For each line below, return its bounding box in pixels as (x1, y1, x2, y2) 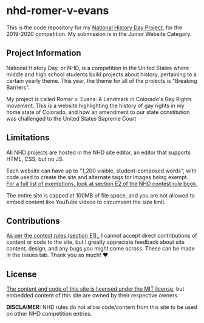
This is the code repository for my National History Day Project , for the (6, 24, 183, 31)
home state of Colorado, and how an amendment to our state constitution (6, 108, 190, 116)
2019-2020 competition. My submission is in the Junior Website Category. (6, 30, 192, 37)
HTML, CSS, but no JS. (6, 155, 64, 162)
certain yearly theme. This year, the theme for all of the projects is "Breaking (6, 77, 197, 84)
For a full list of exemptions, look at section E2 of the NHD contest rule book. (6, 180, 198, 187)
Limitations (6, 132, 50, 143)
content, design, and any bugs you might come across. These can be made (6, 245, 195, 252)
